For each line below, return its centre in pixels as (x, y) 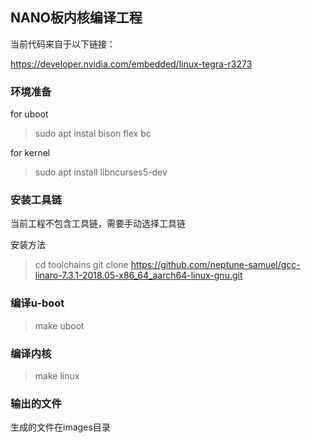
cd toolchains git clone (81, 265)
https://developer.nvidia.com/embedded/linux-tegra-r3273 (131, 64)
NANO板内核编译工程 (76, 18)
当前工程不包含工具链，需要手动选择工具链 (98, 224)
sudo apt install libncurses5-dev (101, 172)
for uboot (29, 114)
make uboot (59, 325)
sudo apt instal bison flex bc (93, 134)
